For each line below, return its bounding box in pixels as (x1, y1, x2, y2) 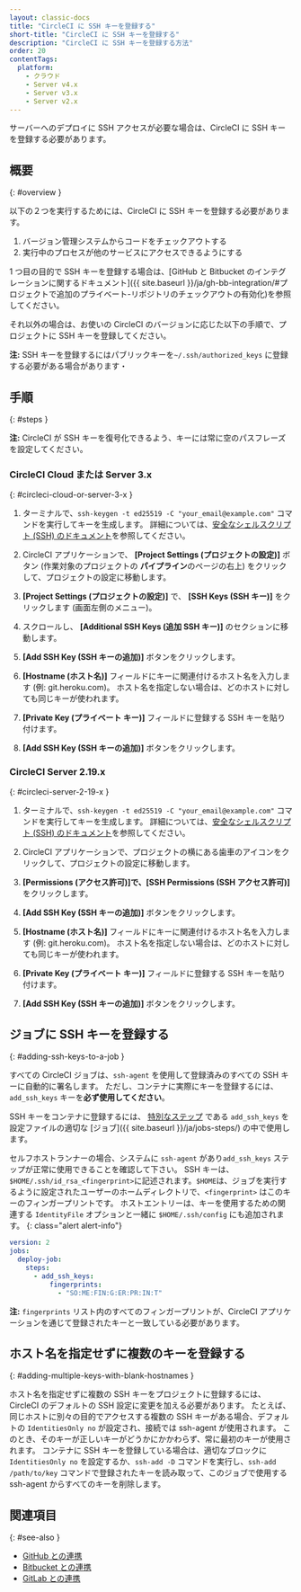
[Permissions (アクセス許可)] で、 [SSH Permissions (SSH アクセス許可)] (22, 876, 290, 887)
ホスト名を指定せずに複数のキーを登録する (9, 1346, 245, 1361)
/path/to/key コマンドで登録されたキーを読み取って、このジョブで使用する (9, 1467, 288, 1479)
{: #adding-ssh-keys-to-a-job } (9, 1051, 125, 1062)
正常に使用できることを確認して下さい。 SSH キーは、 (32, 1164, 235, 1175)
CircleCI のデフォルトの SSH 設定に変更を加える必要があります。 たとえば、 (9, 1400, 291, 1411)
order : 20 (9, 47, 47, 56)
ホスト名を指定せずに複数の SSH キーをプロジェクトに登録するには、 (9, 1389, 267, 1400)
